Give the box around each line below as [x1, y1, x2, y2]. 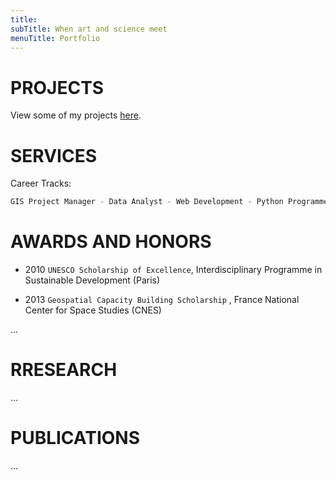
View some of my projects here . [10, 109, 142, 121]
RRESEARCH [10, 359, 118, 381]
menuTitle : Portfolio [10, 33, 101, 43]
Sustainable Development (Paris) [24, 274, 161, 286]
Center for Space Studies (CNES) [24, 304, 162, 316]
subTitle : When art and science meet [10, 24, 168, 34]
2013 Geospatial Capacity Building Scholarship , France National [24, 294, 300, 306]
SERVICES [10, 144, 98, 167]
